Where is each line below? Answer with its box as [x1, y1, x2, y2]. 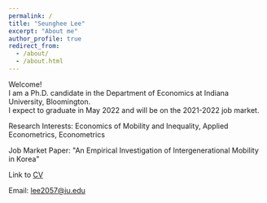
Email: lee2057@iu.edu [8, 185, 85, 195]
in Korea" [8, 153, 40, 163]
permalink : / [8, 11, 53, 20]
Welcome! [8, 79, 42, 89]
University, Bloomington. [8, 97, 91, 106]
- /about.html [15, 58, 63, 66]
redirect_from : [8, 42, 60, 50]
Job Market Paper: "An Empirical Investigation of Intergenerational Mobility [8, 145, 259, 155]
